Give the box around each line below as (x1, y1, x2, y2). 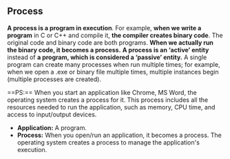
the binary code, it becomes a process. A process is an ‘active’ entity (7, 45, 209, 54)
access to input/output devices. (7, 110, 97, 118)
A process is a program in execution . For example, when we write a (7, 23, 202, 32)
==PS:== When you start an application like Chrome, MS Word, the (7, 88, 198, 96)
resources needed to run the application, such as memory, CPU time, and (7, 103, 216, 111)
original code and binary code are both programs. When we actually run (7, 38, 213, 47)
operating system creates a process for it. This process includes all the (7, 96, 209, 104)
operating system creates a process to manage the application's (17, 138, 200, 147)
